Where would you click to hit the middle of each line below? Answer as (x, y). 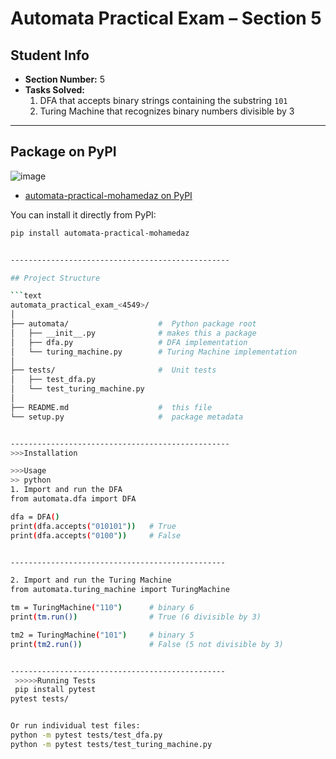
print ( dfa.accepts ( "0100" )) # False (96, 535)
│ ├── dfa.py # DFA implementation (129, 342)
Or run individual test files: (75, 726)
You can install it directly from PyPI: (83, 214)
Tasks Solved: (55, 90)
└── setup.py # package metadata (127, 417)
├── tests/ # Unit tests (113, 370)
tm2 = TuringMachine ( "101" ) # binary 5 (102, 635)
